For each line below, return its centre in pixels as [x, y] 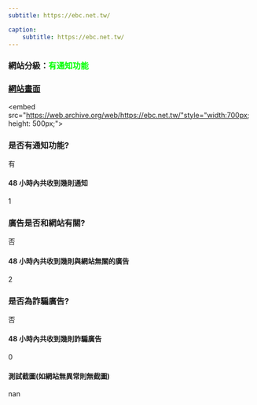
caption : [22, 29]
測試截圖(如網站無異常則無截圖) [59, 376]
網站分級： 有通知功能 [48, 66]
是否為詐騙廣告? [39, 301]
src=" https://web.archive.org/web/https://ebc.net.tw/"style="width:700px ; [129, 115]
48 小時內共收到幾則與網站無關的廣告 [69, 261]
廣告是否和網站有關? [47, 223]
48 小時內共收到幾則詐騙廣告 [55, 339]
